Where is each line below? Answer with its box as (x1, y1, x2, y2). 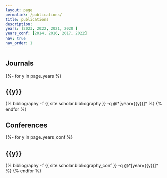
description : (5, 21, 33, 27)
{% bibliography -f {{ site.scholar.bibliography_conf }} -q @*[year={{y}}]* (5, 163, 158, 168)
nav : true (5, 36, 26, 41)
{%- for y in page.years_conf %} (5, 134, 73, 140)
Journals (5, 59, 34, 68)
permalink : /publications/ (5, 12, 62, 17)
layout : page (5, 7, 33, 13)
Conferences (5, 121, 48, 129)
